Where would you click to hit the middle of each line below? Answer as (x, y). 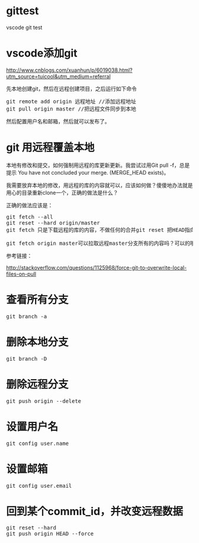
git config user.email (39, 486)
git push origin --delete (44, 401)
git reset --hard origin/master (53, 223)
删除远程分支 (38, 384)
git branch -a (27, 316)
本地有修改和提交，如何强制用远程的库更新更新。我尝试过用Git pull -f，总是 (98, 165)
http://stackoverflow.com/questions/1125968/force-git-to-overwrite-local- (97, 267)
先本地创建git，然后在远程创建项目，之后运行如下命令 (72, 89)
